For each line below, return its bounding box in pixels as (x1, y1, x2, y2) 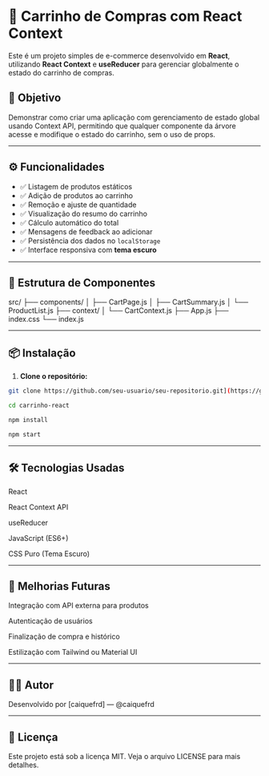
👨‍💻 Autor (8, 678, 54, 692)
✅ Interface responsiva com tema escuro (19, 245, 158, 254)
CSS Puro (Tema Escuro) (8, 549, 90, 559)
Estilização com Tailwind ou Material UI (8, 648, 138, 657)
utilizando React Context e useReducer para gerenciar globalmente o (8, 59, 239, 69)
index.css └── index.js (8, 315, 84, 324)
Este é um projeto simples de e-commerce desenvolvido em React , (8, 51, 231, 60)
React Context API (8, 502, 69, 512)
